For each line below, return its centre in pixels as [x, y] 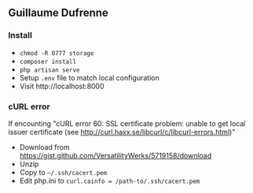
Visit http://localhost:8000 [62, 86]
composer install [48, 61]
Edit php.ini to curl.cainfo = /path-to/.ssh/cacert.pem [110, 180]
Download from [44, 147]
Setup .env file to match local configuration [89, 77]
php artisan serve [49, 70]
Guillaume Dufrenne [58, 13]
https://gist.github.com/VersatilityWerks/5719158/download [115, 155]
